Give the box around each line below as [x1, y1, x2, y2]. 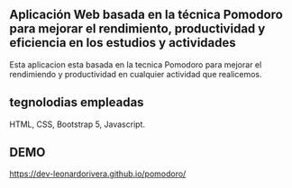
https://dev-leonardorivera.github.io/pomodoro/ [9, 168, 187, 179]
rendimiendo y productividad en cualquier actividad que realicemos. [9, 68, 262, 79]
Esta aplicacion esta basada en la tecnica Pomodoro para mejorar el [9, 58, 262, 70]
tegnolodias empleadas [9, 94, 144, 111]
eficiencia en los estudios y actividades [9, 35, 236, 50]
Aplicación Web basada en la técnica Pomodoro [9, 7, 284, 22]
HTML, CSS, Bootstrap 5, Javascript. [9, 119, 146, 130]
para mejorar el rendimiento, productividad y [9, 22, 266, 37]
